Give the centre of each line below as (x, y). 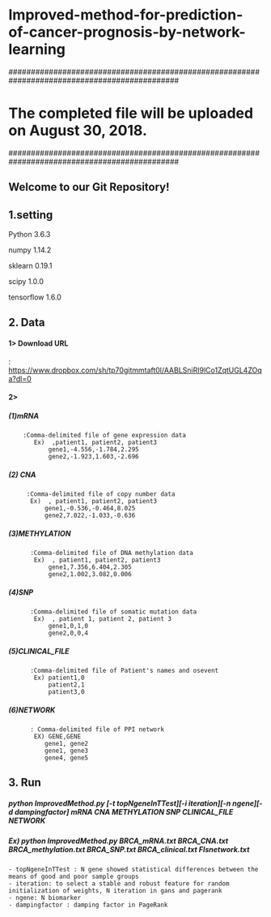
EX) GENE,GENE (57, 737)
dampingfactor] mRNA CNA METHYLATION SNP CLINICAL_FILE (124, 812)
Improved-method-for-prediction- (126, 15)
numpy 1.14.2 (30, 250)
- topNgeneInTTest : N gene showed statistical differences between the (133, 869)
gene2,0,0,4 (68, 633)
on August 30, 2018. (78, 131)
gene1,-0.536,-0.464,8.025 (90, 509)
